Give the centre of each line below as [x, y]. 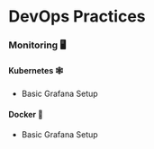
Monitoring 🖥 [37, 45]
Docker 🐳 [26, 114]
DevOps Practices [77, 17]
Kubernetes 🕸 [36, 70]
